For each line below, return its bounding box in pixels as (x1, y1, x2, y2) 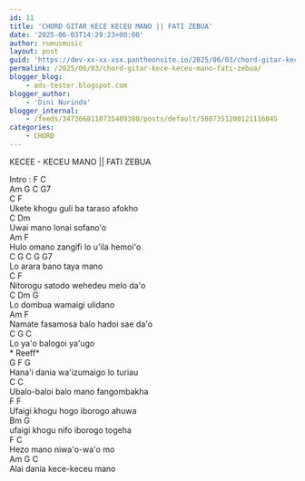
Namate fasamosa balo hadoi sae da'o (9, 319, 152, 329)
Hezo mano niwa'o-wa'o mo (9, 444, 115, 455)
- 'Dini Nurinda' (25, 97, 92, 107)
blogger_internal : (9, 106, 79, 115)
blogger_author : (9, 89, 71, 98)
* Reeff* (9, 347, 40, 358)
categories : (9, 123, 54, 133)
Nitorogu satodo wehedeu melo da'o (9, 280, 146, 290)
